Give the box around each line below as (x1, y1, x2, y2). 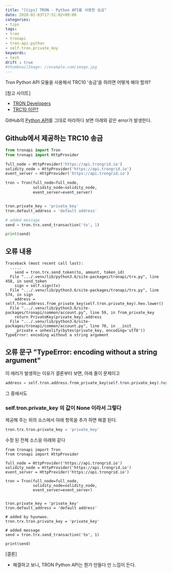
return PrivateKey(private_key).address (14, 315, 102, 320)
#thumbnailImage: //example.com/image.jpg (5, 64, 97, 70)
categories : (5, 17, 31, 22)
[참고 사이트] (5, 90, 31, 96)
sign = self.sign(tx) (14, 283, 60, 289)
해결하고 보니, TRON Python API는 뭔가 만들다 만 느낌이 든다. (12, 561, 136, 568)
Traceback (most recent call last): (5, 261, 83, 266)
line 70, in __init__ (90, 323, 137, 329)
